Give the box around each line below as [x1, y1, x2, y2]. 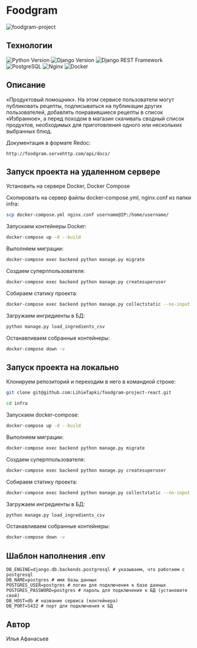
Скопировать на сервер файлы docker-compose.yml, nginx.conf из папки [6, 194, 192, 201]
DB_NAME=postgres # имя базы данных [6, 577, 97, 583]
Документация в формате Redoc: [6, 139, 91, 146]
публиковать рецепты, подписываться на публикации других [6, 102, 162, 109]
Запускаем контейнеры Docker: [6, 223, 87, 230]
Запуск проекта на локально [6, 362, 119, 373]
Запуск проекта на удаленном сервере [6, 166, 161, 176]
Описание [6, 80, 46, 90]
